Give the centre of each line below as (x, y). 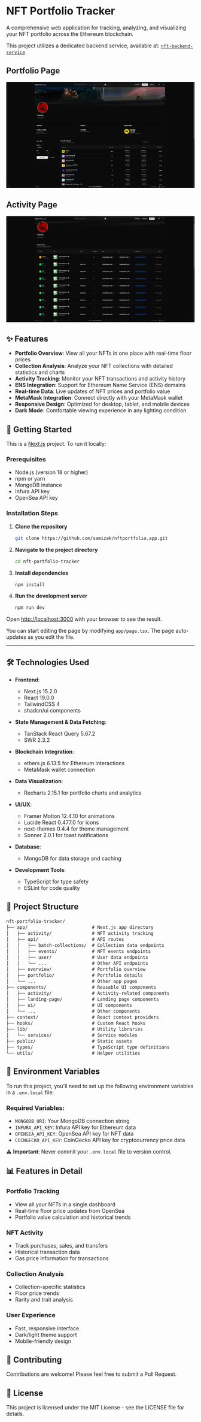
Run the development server (51, 596)
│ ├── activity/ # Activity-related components (88, 993)
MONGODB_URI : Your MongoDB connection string (72, 1121)
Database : (28, 847)
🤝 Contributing (34, 1359)
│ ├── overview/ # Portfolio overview (76, 969)
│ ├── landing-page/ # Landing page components (83, 999)
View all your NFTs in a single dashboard (65, 1204)
